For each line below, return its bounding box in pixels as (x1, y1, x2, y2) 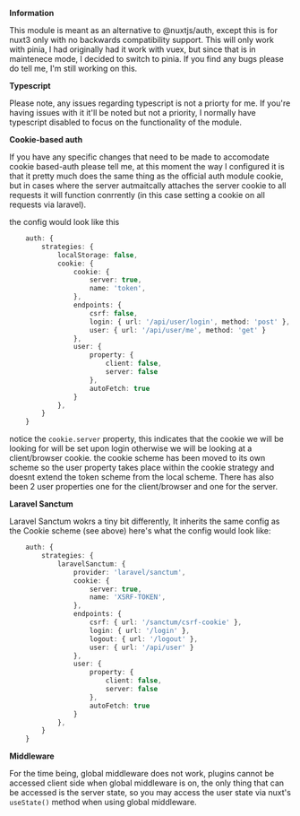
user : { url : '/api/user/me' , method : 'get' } (89, 326, 267, 334)
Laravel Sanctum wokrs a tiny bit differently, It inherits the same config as (9, 516, 280, 527)
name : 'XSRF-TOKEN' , (89, 593, 167, 602)
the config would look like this (9, 217, 120, 227)
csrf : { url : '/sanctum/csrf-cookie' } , (89, 618, 243, 627)
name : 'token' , (89, 284, 146, 293)
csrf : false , (89, 308, 139, 317)
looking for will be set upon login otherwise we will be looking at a (9, 443, 253, 454)
